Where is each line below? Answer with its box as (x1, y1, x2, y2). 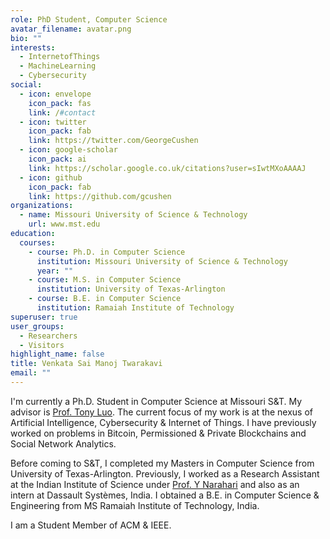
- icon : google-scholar (19, 145, 118, 155)
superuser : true (10, 312, 78, 322)
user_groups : (10, 321, 65, 331)
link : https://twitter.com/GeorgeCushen (28, 136, 199, 146)
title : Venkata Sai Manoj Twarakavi (10, 359, 163, 369)
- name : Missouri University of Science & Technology (19, 210, 248, 220)
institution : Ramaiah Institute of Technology (36, 303, 235, 313)
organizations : (10, 201, 74, 211)
